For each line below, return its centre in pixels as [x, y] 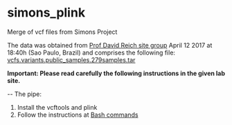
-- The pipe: [24, 94]
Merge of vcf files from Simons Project [62, 32]
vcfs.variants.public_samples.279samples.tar [71, 59]
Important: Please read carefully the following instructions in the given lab [116, 73]
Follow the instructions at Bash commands [78, 115]
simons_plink [46, 13]
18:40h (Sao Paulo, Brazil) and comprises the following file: [91, 52]
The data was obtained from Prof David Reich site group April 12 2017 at [110, 45]
